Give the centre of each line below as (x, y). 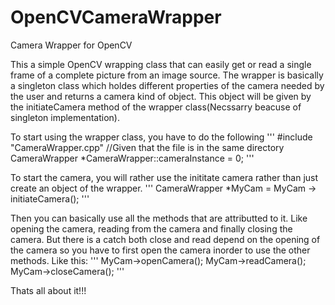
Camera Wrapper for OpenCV (71, 45)
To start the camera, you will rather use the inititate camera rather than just (164, 177)
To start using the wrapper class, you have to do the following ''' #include (161, 137)
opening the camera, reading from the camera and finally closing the (151, 228)
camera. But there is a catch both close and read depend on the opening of (165, 239)
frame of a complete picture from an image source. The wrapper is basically (167, 75)
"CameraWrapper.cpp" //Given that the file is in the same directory (147, 147)
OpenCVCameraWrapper (116, 17)
